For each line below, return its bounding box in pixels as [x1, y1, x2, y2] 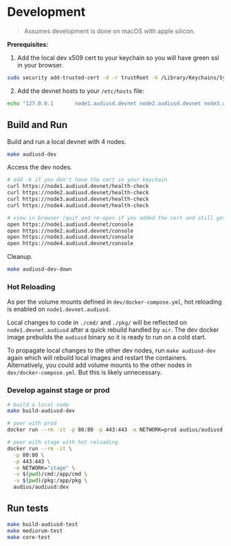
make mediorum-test [7, 527, 63, 534]
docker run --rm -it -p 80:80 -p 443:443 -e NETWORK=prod [7, 426, 177, 434]
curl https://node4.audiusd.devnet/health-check [7, 202, 149, 209]
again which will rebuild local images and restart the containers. [7, 354, 188, 362]
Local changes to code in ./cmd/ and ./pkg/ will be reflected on [7, 318, 187, 327]
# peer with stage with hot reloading [7, 439, 118, 446]
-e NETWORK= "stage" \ [13, 464, 76, 472]
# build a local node [7, 401, 69, 408]
